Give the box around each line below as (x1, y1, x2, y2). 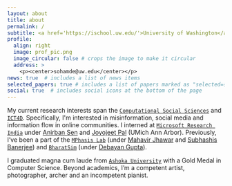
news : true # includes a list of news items (7, 74, 140, 82)
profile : (7, 36, 32, 43)
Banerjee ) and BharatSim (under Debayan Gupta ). (7, 143, 147, 151)
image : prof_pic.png (13, 49, 72, 56)
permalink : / (7, 23, 45, 30)
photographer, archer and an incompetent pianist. (7, 171, 148, 180)
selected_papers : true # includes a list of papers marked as (7, 81, 190, 88)
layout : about (7, 10, 48, 17)
